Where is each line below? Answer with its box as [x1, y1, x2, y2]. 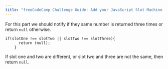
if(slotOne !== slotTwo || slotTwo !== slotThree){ [5, 36, 115, 41]
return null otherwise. [5, 26, 51, 32]
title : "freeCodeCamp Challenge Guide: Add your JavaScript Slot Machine [5, 7, 163, 12]
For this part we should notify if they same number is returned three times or [5, 21, 163, 27]
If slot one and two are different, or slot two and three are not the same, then [5, 53, 163, 59]
